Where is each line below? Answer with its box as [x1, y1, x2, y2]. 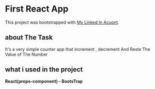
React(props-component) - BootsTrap [5, 78, 83, 84]
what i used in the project [5, 65, 83, 74]
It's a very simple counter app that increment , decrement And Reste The [5, 46, 150, 52]
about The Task [5, 33, 53, 42]
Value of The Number [5, 51, 48, 57]
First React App [5, 3, 69, 15]
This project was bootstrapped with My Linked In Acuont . [5, 19, 120, 25]
